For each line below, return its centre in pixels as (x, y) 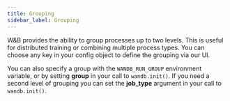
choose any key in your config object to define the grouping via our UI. (109, 55)
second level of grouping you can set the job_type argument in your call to (114, 83)
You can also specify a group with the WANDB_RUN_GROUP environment (105, 68)
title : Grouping (31, 14)
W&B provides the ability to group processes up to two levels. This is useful (115, 40)
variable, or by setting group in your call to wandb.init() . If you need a (108, 76)
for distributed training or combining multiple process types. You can (106, 47)
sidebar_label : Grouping (43, 20)
